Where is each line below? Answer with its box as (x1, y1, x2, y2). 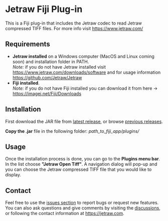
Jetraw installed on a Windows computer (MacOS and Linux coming (12, 53, 154, 59)
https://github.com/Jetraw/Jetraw (12, 74, 82, 81)
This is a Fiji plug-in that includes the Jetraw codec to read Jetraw (5, 20, 142, 26)
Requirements (5, 40, 50, 49)
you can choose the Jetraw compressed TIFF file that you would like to (5, 166, 152, 172)
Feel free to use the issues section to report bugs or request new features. (5, 199, 159, 206)
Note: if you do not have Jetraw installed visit (12, 64, 106, 70)
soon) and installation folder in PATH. (12, 59, 89, 65)
